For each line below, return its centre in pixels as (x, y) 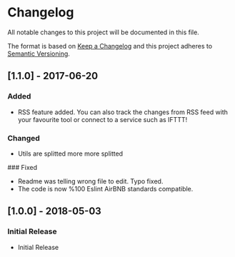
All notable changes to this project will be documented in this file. (104, 32)
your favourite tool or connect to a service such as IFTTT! (102, 119)
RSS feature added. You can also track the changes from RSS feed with (123, 112)
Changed (24, 138)
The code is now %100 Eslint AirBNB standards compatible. (105, 188)
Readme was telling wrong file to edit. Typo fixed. (90, 181)
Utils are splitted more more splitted (70, 153)
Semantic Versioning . (39, 54)
